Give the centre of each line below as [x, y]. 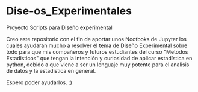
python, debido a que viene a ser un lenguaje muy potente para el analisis [98, 65]
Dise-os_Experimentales [69, 11]
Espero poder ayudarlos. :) [39, 82]
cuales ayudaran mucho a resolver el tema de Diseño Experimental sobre [97, 45]
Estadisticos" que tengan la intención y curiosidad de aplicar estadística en [99, 58]
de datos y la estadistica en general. [51, 70]
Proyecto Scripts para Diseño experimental [59, 27]
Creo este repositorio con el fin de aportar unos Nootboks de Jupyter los [96, 39]
